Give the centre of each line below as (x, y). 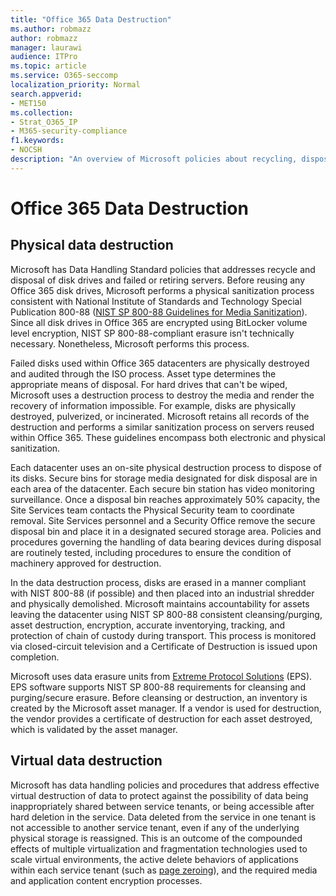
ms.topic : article (48, 66)
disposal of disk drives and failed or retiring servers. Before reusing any (158, 280)
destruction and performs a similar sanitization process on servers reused (162, 427)
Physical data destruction (92, 245)
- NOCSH (26, 150)
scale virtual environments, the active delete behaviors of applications (154, 859)
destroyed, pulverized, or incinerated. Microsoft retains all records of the (160, 416)
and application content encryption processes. (106, 880)
